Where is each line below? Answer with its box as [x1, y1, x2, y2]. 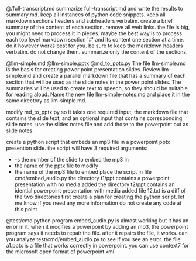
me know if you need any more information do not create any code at [14, 200, 182, 207]
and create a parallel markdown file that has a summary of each [32, 73, 186, 79]
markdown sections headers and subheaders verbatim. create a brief [6, 18, 173, 24]
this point [14, 206, 37, 212]
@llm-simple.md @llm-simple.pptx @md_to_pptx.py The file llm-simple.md [6, 60, 186, 67]
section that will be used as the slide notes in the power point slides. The [6, 78, 181, 85]
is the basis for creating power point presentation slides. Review [6, 66, 161, 73]
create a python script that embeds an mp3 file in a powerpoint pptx [6, 139, 170, 145]
